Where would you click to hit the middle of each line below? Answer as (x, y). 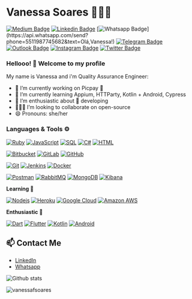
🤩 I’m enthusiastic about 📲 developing (61, 101)
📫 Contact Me (34, 243)
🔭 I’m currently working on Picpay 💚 (59, 88)
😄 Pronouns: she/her (41, 114)
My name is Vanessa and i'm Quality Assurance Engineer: (77, 77)
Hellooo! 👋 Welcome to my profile (56, 64)
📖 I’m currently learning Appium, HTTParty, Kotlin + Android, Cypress (100, 95)
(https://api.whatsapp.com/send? (47, 35)
